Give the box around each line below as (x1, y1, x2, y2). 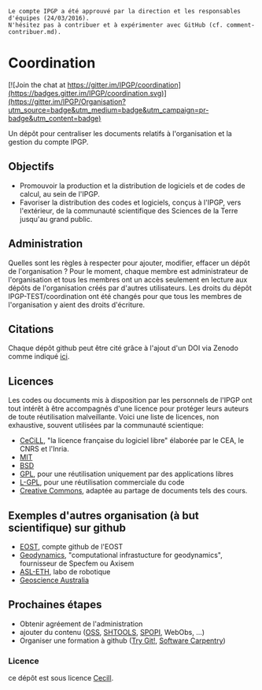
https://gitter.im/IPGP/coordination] (67, 79, 181, 90)
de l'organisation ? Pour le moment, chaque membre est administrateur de (8, 266, 249, 275)
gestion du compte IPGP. (8, 137, 89, 146)
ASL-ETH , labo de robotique (19, 567, 111, 576)
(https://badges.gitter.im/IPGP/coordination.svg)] (8, 88, 167, 98)
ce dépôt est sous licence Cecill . (8, 673, 114, 683)
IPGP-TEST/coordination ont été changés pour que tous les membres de (8, 291, 242, 301)
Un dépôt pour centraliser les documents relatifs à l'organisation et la (8, 128, 232, 138)
